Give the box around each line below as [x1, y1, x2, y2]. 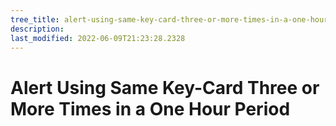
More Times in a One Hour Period [10, 97, 291, 120]
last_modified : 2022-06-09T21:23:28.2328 [10, 33, 186, 43]
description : [10, 24, 65, 34]
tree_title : [10, 14, 60, 25]
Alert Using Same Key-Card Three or [10, 76, 320, 99]
